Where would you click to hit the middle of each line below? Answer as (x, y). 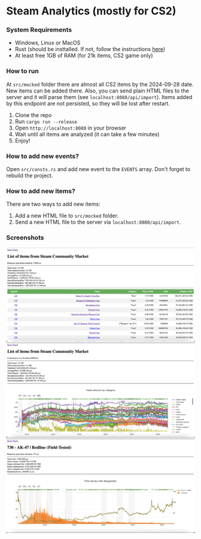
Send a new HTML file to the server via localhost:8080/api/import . (98, 222)
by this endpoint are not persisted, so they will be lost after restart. (88, 103)
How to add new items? (41, 191)
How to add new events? (43, 156)
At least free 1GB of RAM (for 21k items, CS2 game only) (84, 56)
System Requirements (39, 30)
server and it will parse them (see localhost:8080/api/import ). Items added (99, 97)
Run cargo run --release (46, 121)
